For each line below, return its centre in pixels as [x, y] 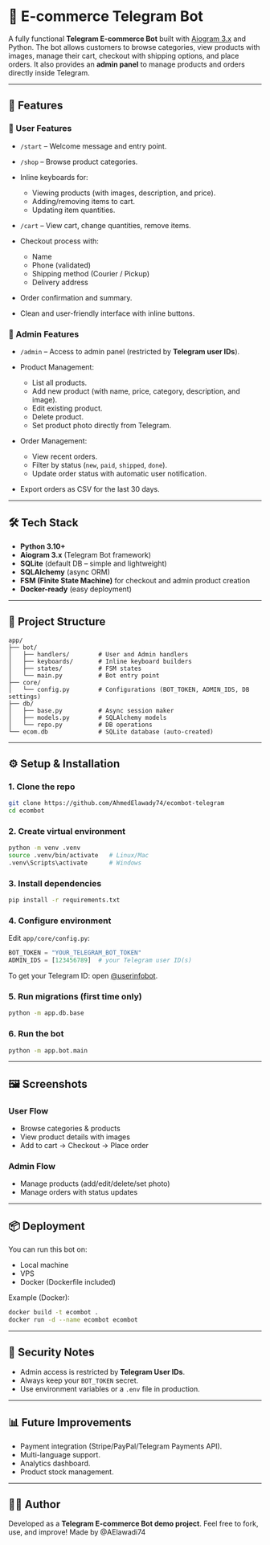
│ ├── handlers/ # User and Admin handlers [98, 654]
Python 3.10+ [43, 546]
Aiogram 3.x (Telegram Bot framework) [85, 554]
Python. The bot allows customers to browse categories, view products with [134, 47]
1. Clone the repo [42, 787]
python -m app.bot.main [48, 1050]
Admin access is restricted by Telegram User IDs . [102, 1371]
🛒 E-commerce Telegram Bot [106, 16]
